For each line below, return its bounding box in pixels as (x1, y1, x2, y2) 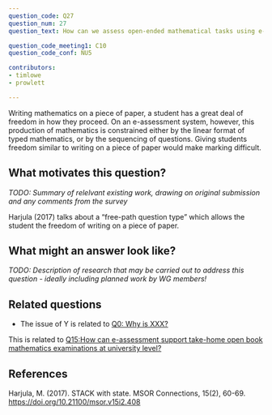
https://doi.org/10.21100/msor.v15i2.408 (8, 397, 141, 406)
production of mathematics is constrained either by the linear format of (8, 125, 245, 135)
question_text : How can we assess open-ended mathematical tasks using (8, 27, 255, 35)
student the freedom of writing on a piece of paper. (8, 220, 180, 230)
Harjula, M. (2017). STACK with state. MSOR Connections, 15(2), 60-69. (8, 388, 246, 398)
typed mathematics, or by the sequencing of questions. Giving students (8, 134, 248, 143)
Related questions (8, 297, 102, 311)
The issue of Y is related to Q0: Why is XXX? (19, 319, 168, 329)
